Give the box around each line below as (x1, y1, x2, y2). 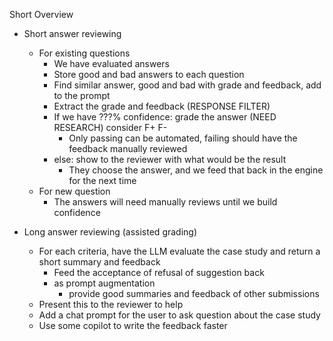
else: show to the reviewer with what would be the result (53, 154, 287, 165)
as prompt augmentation (53, 277, 156, 289)
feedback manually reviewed (68, 143, 188, 154)
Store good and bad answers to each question (53, 69, 245, 80)
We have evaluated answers (53, 58, 170, 69)
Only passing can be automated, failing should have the (68, 132, 298, 144)
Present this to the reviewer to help (38, 299, 184, 310)
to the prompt (53, 90, 111, 101)
